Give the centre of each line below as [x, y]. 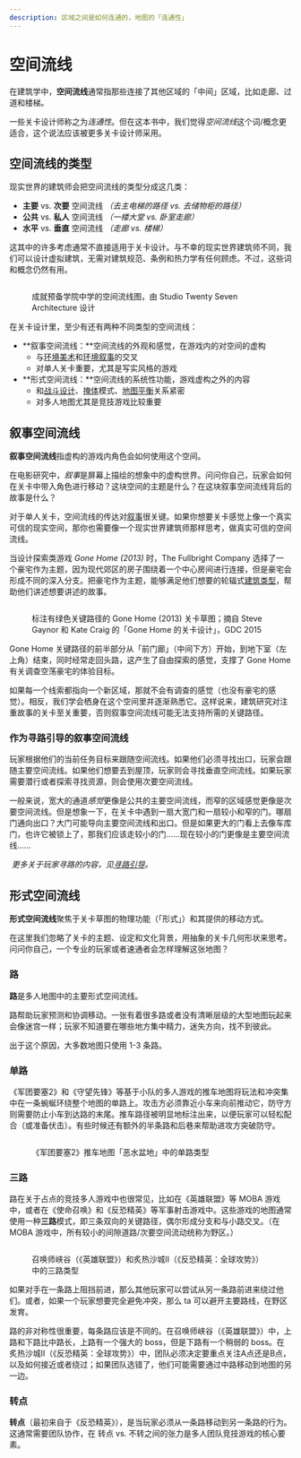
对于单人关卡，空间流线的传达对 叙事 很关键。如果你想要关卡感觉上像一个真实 [150, 517]
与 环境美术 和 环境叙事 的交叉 [87, 357]
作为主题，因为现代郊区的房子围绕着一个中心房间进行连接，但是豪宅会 [162, 569]
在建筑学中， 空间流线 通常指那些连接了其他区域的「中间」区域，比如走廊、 [146, 91]
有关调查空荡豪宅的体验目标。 [64, 671]
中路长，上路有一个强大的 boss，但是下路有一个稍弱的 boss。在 [166, 1342]
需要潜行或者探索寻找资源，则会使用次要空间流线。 [103, 781]
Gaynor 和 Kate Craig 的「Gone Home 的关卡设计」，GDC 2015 [147, 630]
